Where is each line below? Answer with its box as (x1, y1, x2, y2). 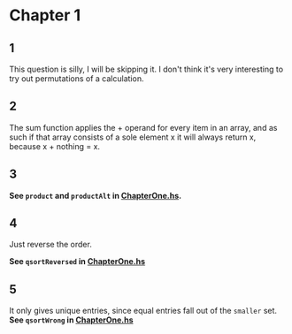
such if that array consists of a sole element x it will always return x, (9, 132, 257, 142)
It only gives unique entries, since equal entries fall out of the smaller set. (9, 306, 277, 316)
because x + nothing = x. (9, 140, 100, 151)
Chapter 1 (9, 5, 81, 26)
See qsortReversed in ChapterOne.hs (9, 256, 146, 267)
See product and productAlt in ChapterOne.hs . (9, 190, 182, 201)
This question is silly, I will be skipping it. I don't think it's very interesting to (9, 64, 284, 74)
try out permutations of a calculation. (9, 73, 144, 84)
